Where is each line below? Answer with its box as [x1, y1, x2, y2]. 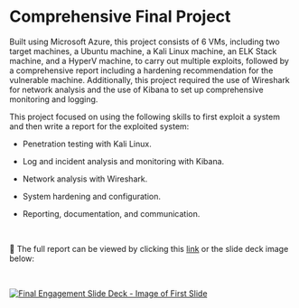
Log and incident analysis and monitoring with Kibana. [22, 155, 225, 166]
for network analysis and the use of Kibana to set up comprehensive [9, 84, 264, 95]
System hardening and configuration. [22, 191, 161, 201]
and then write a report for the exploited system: [9, 120, 190, 132]
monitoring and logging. [9, 93, 98, 105]
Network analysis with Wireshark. [22, 173, 148, 184]
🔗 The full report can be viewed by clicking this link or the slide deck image [9, 243, 289, 254]
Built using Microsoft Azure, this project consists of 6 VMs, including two [9, 36, 280, 47]
